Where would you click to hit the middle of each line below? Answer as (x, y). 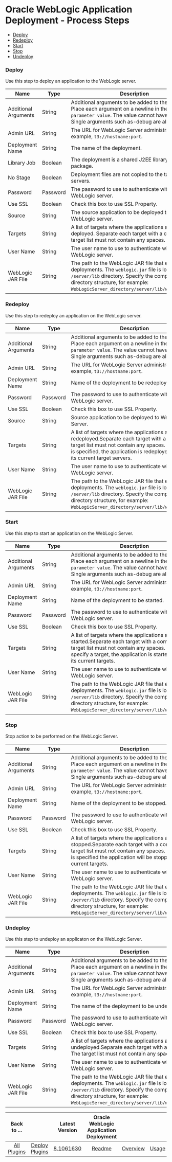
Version (67, 1130)
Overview (133, 1149)
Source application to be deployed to (115, 417)
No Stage (19, 177)
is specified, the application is (106, 451)
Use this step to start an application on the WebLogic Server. (69, 533)
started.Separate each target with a (113, 641)
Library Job (22, 163)
